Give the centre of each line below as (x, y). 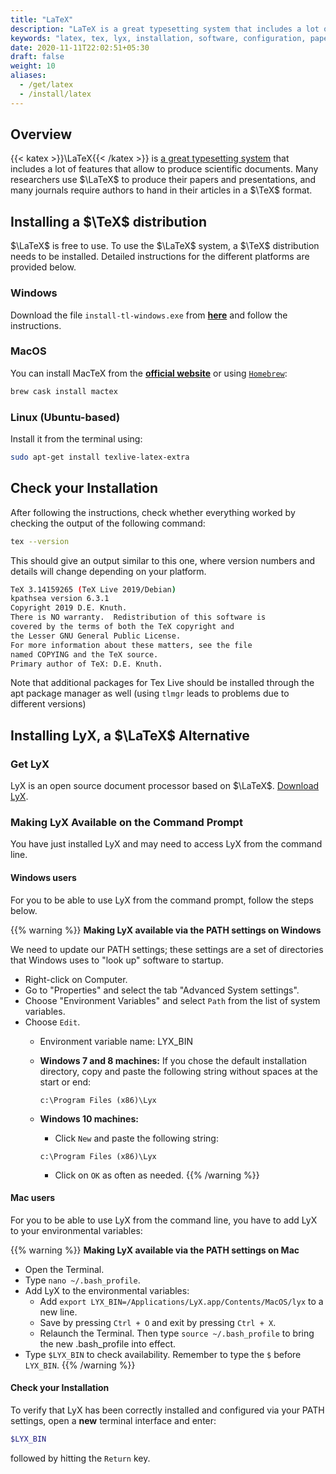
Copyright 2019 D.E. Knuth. (69, 608)
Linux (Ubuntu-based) (65, 417)
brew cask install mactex (64, 391)
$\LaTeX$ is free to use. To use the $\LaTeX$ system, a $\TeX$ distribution (165, 246)
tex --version (40, 541)
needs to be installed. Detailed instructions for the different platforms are (160, 257)
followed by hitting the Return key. (80, 1458)
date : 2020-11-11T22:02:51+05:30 (80, 47)
